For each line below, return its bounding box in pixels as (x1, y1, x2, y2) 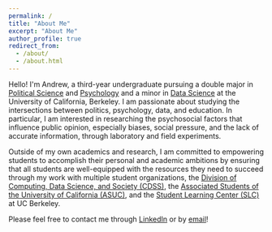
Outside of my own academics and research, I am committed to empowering (8, 147, 265, 157)
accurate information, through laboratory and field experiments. (8, 131, 222, 140)
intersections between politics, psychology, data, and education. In (8, 105, 233, 114)
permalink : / (8, 11, 53, 20)
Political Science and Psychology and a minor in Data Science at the (8, 88, 236, 97)
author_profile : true (8, 34, 82, 43)
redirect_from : (8, 42, 60, 50)
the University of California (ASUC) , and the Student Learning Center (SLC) (8, 190, 260, 200)
